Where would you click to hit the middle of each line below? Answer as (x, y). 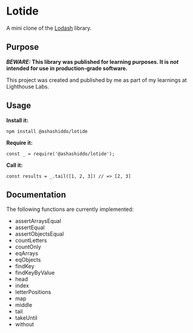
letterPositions (33, 292)
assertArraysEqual (38, 221)
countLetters (31, 241)
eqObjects (28, 260)
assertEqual (30, 228)
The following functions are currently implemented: (70, 209)
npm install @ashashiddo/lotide (47, 131)
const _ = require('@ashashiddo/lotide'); (61, 154)
